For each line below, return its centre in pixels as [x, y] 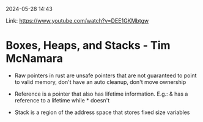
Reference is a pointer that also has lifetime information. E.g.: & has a [101, 94]
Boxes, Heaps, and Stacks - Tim [88, 46]
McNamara [35, 59]
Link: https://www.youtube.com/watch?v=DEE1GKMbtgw [77, 21]
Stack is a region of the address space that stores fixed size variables [102, 112]
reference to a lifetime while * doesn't [62, 100]
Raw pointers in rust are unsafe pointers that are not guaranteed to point [105, 75]
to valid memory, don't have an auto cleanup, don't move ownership [100, 82]
